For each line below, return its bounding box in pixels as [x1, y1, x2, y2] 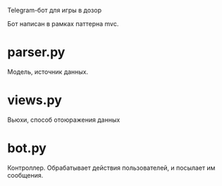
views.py [7, 92, 62, 108]
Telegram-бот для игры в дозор [7, 6, 102, 14]
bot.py [7, 140, 47, 156]
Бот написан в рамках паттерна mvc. [7, 20, 119, 27]
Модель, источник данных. [7, 67, 89, 76]
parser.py [7, 44, 66, 61]
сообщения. [7, 170, 44, 179]
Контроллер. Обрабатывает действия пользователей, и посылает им [7, 163, 216, 172]
